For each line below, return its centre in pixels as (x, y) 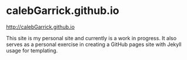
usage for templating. (32, 50)
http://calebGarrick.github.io (41, 27)
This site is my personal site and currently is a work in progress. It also (91, 38)
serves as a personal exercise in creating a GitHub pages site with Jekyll (94, 44)
